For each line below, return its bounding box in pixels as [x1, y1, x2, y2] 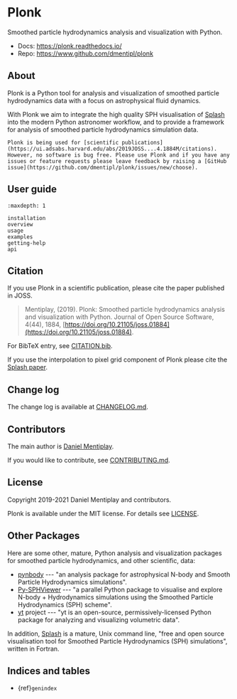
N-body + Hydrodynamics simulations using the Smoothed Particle [17, 592, 214, 601]
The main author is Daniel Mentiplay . [7, 442, 114, 451]
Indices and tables [7, 665, 91, 677]
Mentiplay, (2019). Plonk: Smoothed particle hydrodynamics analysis [24, 305, 226, 314]
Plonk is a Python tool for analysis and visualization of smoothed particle [7, 88, 220, 97]
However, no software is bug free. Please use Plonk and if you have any [7, 151, 231, 159]
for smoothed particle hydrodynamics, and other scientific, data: [7, 556, 196, 564]
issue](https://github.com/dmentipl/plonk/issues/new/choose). [7, 164, 199, 171]
